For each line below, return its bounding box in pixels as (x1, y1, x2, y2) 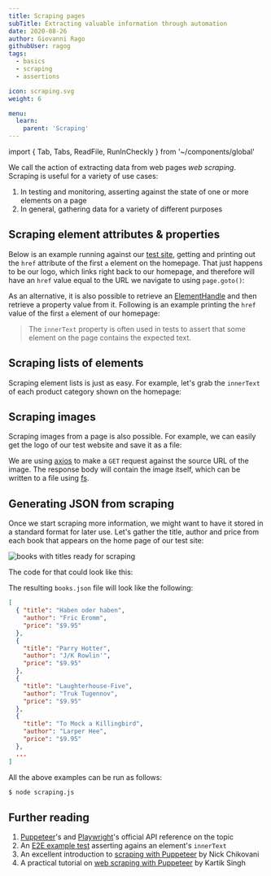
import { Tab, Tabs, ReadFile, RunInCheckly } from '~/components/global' (8, 147, 255, 156)
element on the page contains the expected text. (28, 333, 191, 342)
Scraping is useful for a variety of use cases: (8, 172, 159, 181)
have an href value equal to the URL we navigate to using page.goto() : (8, 275, 245, 285)
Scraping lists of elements (8, 356, 144, 370)
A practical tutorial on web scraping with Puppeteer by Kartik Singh (20, 858, 246, 868)
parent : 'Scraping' (23, 124, 90, 133)
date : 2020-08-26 (8, 27, 68, 35)
